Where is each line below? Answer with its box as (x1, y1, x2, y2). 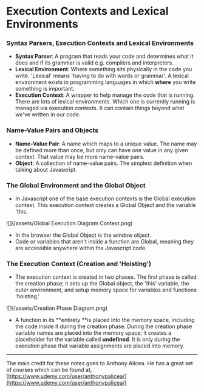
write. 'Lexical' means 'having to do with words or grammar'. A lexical (15, 72, 189, 80)
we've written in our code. (15, 111, 81, 118)
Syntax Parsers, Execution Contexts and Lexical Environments (6, 39, 194, 47)
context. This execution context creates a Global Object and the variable (15, 201, 196, 209)
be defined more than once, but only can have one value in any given (15, 146, 188, 153)
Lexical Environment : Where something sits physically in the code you (15, 66, 192, 73)
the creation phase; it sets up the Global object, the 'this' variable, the (15, 280, 189, 287)
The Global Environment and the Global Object (6, 181, 146, 189)
